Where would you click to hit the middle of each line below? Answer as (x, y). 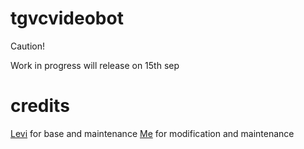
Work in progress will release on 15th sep (95, 65)
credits (40, 106)
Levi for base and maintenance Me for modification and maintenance (152, 133)
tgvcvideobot (67, 18)
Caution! (28, 46)
